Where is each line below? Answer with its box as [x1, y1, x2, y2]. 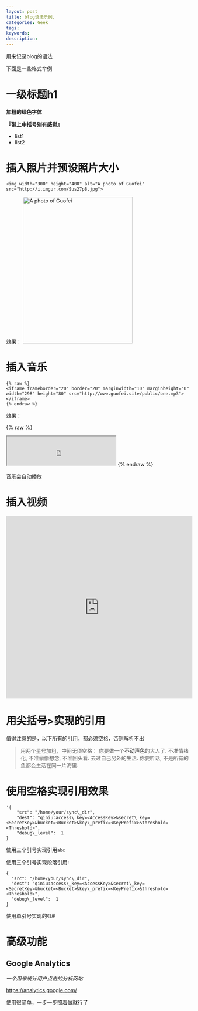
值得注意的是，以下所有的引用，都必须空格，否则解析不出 [6, 735, 144, 742]
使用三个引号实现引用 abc [6, 846, 65, 853]
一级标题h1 [6, 88, 58, 102]
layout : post [6, 8, 38, 15]
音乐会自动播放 [6, 473, 42, 480]
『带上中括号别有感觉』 [6, 121, 62, 128]
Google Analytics [6, 959, 71, 969]
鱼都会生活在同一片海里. [20, 762, 79, 769]
